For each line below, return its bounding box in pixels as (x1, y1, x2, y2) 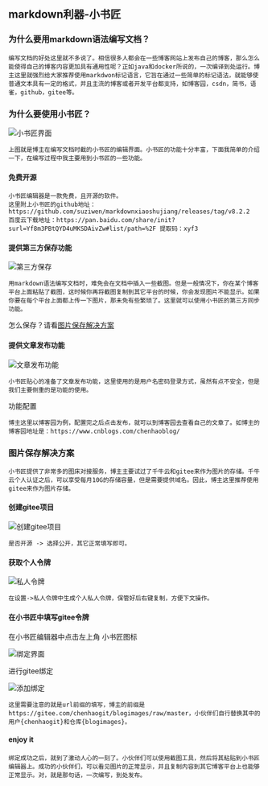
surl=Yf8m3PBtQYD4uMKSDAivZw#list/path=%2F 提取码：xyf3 (8, 224, 199, 233)
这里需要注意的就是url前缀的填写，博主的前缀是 (8, 701, 146, 709)
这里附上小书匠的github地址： (8, 200, 97, 209)
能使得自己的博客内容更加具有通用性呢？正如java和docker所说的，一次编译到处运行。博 (8, 63, 260, 71)
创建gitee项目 (8, 502, 55, 512)
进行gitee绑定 (8, 666, 54, 676)
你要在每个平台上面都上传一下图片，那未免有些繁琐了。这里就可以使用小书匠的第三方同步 (8, 297, 260, 305)
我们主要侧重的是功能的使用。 (8, 385, 93, 394)
